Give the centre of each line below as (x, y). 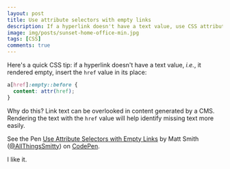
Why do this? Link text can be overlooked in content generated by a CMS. (111, 111)
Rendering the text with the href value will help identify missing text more (111, 118)
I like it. (17, 159)
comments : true (29, 45)
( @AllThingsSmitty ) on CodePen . (54, 146)
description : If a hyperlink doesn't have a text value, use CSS (102, 26)
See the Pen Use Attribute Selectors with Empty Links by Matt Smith (103, 139)
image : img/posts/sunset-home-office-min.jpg (73, 33)
